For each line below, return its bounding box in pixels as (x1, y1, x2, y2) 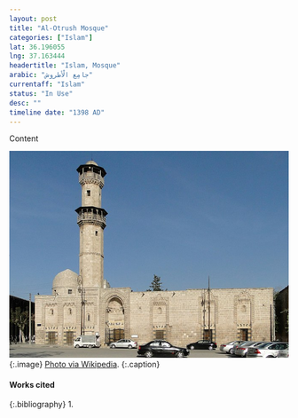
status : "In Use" (9, 89, 74, 98)
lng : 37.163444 (9, 51, 66, 61)
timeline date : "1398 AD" (9, 107, 105, 117)
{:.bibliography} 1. (9, 399, 74, 410)
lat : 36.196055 (9, 43, 66, 51)
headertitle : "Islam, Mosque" (9, 61, 122, 70)
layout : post (9, 14, 58, 23)
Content (9, 133, 39, 144)
